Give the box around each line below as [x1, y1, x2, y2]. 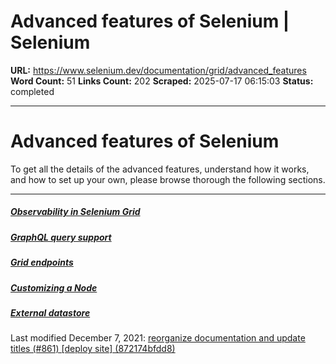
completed [10, 85, 55, 97]
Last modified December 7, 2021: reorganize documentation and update [10, 332, 306, 344]
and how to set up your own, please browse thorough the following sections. [10, 173, 326, 185]
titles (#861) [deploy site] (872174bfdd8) [10, 343, 176, 355]
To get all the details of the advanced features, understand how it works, [10, 163, 310, 175]
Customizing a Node [10, 281, 98, 294]
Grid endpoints [10, 256, 74, 269]
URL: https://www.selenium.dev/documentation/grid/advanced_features [10, 64, 307, 76]
